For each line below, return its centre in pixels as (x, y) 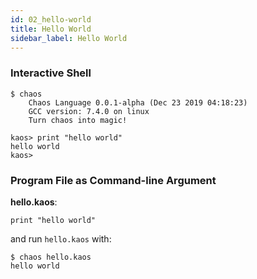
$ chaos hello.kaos (51, 257)
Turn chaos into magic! (78, 120)
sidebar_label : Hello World (69, 38)
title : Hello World (51, 29)
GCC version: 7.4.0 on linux (89, 111)
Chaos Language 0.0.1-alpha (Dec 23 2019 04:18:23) (138, 102)
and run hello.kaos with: (61, 238)
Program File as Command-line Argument (113, 180)
